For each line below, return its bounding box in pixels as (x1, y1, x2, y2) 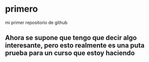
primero (5, 3, 38, 15)
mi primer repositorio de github (5, 20, 67, 25)
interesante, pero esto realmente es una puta (5, 41, 145, 50)
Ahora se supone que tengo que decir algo (5, 34, 137, 42)
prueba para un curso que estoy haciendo (5, 49, 135, 57)
